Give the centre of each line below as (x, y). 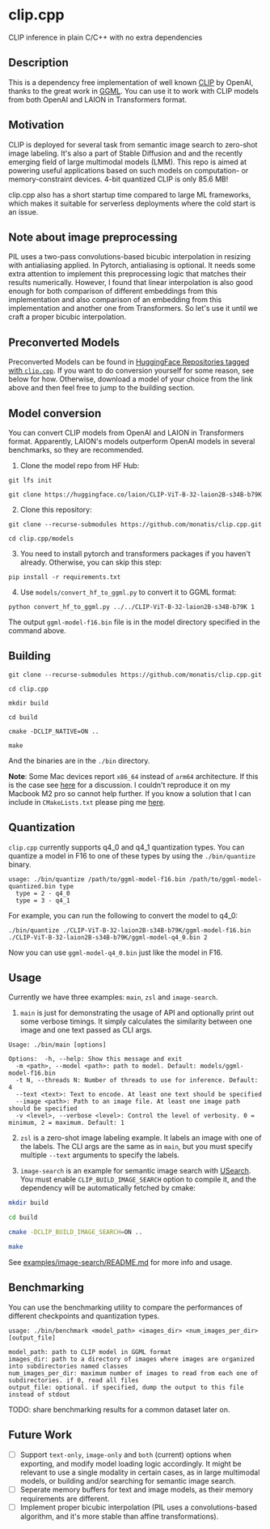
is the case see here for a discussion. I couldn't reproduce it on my (119, 785)
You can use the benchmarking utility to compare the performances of (125, 1307)
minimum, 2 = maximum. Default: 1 (67, 1123)
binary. (20, 864)
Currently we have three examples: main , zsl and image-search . (113, 997)
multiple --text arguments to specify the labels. (100, 1155)
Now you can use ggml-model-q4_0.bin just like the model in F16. (116, 952)
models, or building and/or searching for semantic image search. (128, 1480)
